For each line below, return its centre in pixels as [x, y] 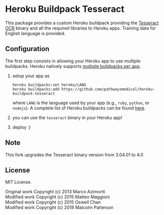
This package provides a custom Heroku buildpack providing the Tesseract [82, 23]
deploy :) [21, 127]
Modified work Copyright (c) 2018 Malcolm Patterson [59, 208]
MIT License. [18, 182]
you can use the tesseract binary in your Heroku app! [67, 117]
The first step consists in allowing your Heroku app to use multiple [73, 61]
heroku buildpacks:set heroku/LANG [49, 85]
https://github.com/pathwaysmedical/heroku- [108, 89]
